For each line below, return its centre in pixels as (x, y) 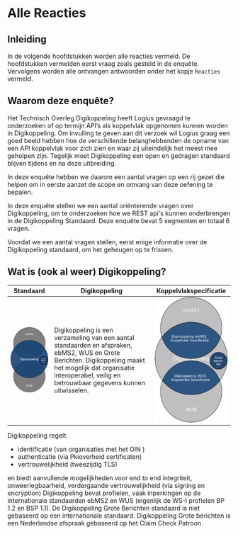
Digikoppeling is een (84, 330)
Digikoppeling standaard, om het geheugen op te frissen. (90, 249)
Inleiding (27, 39)
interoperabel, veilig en (87, 375)
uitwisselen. (72, 390)
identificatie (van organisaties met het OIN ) (81, 449)
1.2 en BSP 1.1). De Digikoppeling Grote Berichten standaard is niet (103, 509)
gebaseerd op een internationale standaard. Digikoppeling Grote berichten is (119, 516)
